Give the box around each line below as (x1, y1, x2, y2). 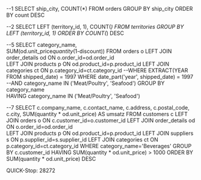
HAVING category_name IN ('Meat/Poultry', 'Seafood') (6, 93, 140, 99)
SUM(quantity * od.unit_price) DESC (6, 155, 96, 162)
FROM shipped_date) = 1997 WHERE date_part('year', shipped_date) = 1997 (6, 73, 194, 80)
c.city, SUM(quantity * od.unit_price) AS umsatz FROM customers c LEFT (6, 111, 188, 117)
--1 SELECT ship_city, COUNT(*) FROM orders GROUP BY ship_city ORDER (6, 5, 193, 12)
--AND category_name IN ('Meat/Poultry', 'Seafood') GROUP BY (6, 79, 165, 87)
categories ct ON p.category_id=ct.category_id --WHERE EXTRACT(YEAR (6, 67, 188, 74)
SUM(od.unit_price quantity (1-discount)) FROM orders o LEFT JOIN (6, 48, 172, 55)
